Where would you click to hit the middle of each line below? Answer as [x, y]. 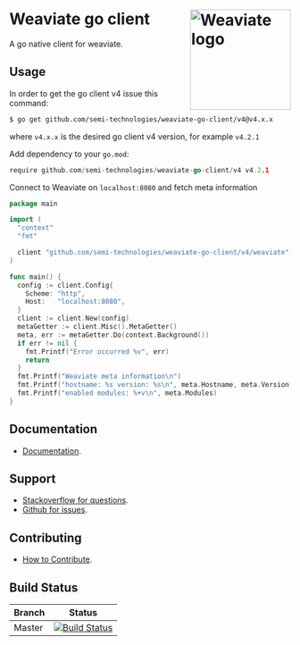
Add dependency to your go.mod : [69, 154]
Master [29, 628]
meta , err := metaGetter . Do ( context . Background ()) [113, 335]
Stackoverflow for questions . [75, 500]
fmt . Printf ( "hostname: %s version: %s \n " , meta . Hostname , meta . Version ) [155, 385]
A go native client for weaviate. [66, 44]
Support [33, 478]
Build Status [44, 587]
